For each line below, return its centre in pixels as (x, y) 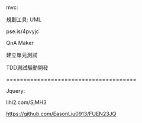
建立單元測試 (22, 55)
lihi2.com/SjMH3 (26, 102)
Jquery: (16, 91)
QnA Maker (20, 43)
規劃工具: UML (24, 20)
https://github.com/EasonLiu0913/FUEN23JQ (61, 114)
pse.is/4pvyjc (23, 31)
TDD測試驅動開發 (27, 67)
